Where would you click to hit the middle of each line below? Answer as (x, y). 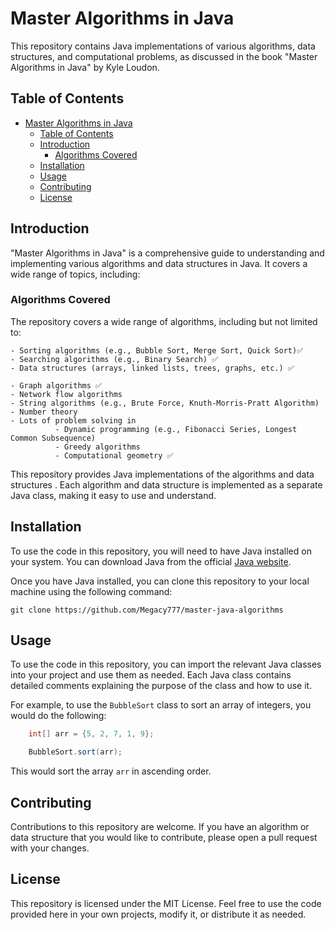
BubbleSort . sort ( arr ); (75, 752)
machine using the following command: (91, 591)
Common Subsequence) (53, 438)
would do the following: (58, 716)
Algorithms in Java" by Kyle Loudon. (85, 67)
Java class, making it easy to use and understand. (113, 495)
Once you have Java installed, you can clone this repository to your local (160, 581)
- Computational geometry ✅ (114, 455)
